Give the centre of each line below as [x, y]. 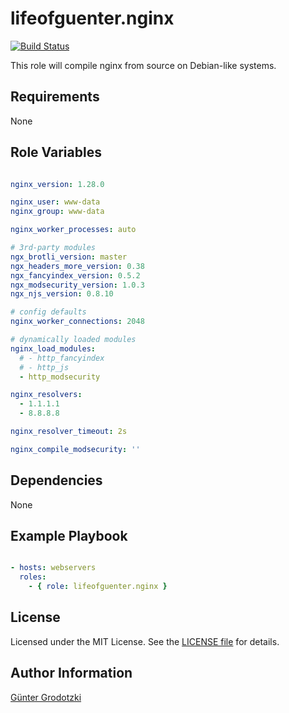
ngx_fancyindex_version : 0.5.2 [75, 275]
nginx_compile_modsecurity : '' [75, 449]
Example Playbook [69, 536]
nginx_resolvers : [46, 395]
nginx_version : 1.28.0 [57, 184]
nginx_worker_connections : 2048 [77, 322]
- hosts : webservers [53, 568]
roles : [33, 577]
